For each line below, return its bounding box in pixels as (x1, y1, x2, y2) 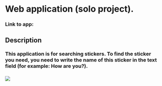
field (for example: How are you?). (5, 63, 88, 69)
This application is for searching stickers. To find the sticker (5, 50, 151, 57)
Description (5, 36, 42, 44)
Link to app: (5, 21, 34, 28)
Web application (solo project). (5, 3, 134, 15)
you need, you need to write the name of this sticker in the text (5, 57, 157, 64)
